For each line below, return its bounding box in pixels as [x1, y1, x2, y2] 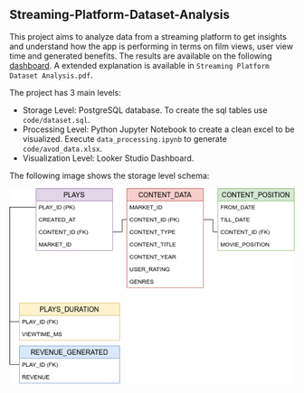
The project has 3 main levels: [9, 87, 122, 98]
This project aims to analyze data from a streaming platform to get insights [9, 31, 287, 42]
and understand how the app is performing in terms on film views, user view [9, 41, 294, 51]
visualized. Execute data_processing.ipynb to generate [22, 133, 228, 144]
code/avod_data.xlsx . [22, 143, 102, 154]
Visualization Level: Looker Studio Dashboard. [22, 153, 195, 164]
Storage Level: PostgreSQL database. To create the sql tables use [22, 104, 268, 116]
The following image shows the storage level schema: [9, 170, 210, 181]
